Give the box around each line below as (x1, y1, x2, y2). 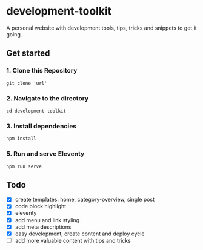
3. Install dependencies (6, 122, 77, 130)
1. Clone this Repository (6, 67, 78, 75)
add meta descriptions (15, 223, 72, 231)
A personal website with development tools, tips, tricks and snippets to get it (6, 24, 197, 31)
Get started (6, 48, 50, 59)
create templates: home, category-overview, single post (15, 196, 155, 203)
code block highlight (15, 203, 67, 210)
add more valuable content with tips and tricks (15, 237, 131, 244)
